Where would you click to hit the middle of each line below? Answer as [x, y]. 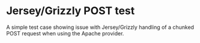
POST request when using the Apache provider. [65, 33]
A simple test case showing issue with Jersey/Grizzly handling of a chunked [100, 27]
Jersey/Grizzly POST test [71, 11]
